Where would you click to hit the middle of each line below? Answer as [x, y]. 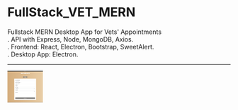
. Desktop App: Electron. [43, 54]
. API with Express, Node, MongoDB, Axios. [70, 39]
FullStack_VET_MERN [72, 12]
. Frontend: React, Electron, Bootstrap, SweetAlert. [81, 47]
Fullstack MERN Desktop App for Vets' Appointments [84, 32]
